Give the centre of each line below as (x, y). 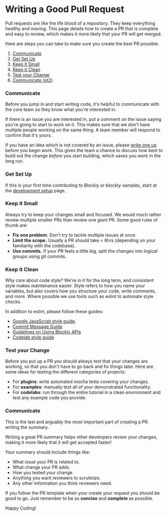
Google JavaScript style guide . (44, 321)
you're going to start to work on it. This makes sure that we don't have (78, 125)
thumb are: (17, 225)
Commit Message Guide (37, 327)
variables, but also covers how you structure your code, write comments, (81, 291)
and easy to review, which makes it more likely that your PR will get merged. (83, 34)
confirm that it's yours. (29, 135)
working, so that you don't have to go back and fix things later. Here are (79, 366)
